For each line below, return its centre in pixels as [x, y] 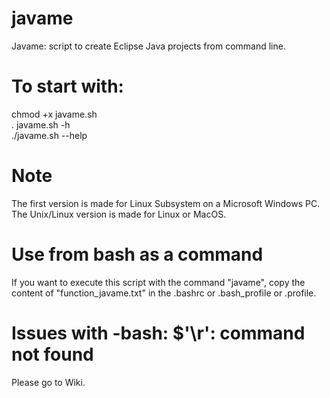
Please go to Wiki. [48, 382]
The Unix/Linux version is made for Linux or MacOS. [119, 214]
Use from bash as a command [137, 254]
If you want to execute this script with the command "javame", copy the [158, 282]
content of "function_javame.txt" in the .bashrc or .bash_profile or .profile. [164, 293]
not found [52, 354]
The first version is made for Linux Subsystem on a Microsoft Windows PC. [166, 203]
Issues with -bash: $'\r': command [158, 333]
